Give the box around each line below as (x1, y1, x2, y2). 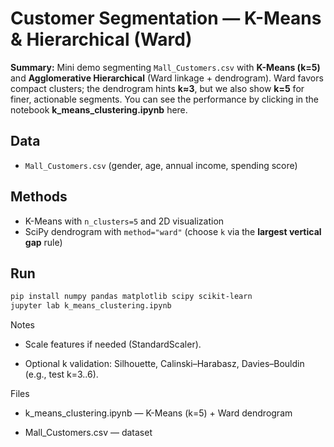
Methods (10, 188, 68, 206)
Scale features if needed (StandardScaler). (24, 338, 202, 351)
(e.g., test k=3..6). (24, 368, 99, 381)
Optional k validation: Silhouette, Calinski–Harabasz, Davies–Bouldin (24, 358, 305, 370)
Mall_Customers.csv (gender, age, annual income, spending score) (24, 159, 298, 171)
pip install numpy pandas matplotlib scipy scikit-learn (10, 292, 253, 302)
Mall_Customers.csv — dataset (24, 427, 153, 439)
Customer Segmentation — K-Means (10, 7, 322, 30)
